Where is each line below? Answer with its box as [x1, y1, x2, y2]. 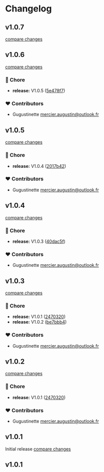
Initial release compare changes [5, 446, 71, 452]
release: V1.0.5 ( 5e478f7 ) [12, 88, 65, 94]
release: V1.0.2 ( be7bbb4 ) [12, 319, 67, 325]
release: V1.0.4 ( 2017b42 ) [12, 163, 66, 169]
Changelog [5, 3, 52, 14]
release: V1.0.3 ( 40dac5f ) [12, 238, 66, 244]
